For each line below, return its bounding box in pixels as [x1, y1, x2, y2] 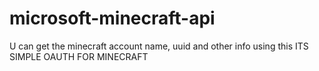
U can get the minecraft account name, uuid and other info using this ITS [9, 40, 309, 52]
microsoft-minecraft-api [9, 7, 216, 30]
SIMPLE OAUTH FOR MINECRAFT [9, 50, 149, 62]
